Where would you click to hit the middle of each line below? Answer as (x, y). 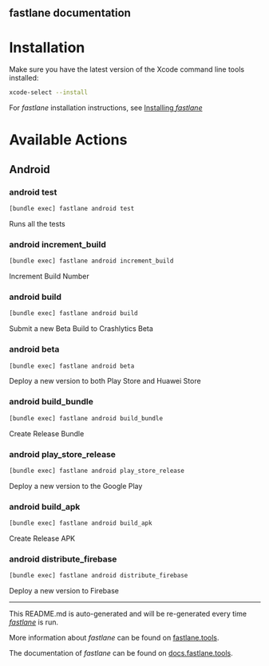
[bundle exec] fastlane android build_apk (81, 523)
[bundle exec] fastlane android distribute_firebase (99, 576)
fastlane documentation (70, 13)
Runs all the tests (38, 223)
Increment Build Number (49, 276)
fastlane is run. (34, 622)
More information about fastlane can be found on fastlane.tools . (114, 638)
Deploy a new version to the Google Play (76, 486)
